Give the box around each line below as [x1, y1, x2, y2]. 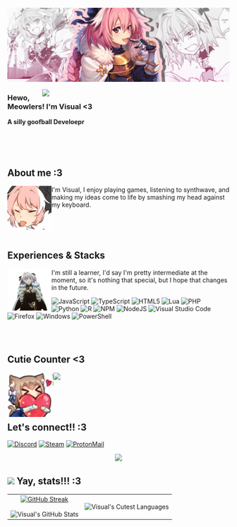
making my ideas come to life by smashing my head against [51, 193, 225, 201]
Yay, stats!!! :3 [16, 475, 82, 487]
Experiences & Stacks [7, 250, 106, 262]
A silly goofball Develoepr [7, 118, 85, 126]
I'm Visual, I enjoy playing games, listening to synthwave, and [51, 185, 230, 194]
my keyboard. [51, 200, 92, 209]
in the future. [51, 283, 90, 291]
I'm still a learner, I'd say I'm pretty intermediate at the [51, 268, 208, 277]
